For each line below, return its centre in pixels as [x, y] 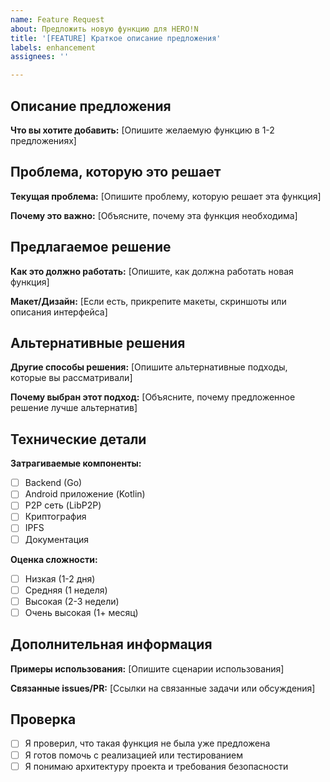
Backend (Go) [53, 483]
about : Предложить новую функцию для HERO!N [104, 29]
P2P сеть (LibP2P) [63, 505]
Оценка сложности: [54, 559]
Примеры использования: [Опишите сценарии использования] [147, 668]
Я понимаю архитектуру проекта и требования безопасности [156, 766]
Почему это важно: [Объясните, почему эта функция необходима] [154, 215]
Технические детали [78, 439]
